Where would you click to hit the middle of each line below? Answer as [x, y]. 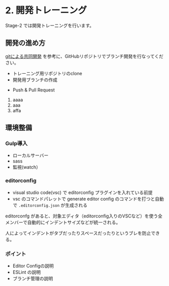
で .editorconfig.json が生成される [50, 205]
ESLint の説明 [27, 272]
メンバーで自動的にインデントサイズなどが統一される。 [63, 222]
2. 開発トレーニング [46, 10]
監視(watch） [26, 167]
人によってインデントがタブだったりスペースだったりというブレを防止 [78, 233]
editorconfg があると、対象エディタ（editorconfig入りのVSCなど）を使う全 [84, 216]
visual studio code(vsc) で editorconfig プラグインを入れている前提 [83, 192]
